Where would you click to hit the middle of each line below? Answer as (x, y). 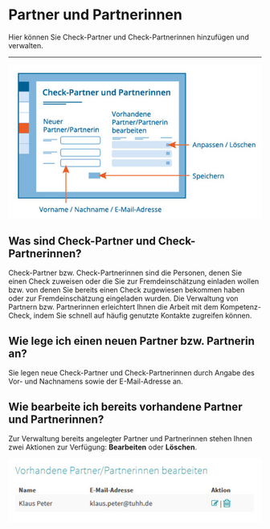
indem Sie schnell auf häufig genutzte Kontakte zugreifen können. (143, 316)
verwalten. (26, 45)
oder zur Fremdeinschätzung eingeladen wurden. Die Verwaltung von (123, 298)
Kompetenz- (240, 307)
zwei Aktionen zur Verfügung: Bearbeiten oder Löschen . (103, 447)
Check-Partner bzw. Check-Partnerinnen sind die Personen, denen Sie (125, 273)
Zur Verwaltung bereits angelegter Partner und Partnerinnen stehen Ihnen (131, 438)
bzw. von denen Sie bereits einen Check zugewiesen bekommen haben (127, 290)
